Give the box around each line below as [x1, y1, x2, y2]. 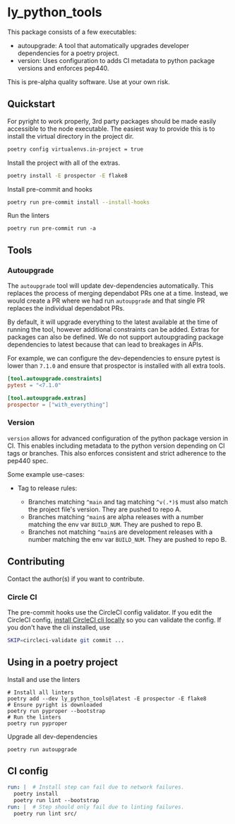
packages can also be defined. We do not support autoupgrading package [7, 333, 224, 342]
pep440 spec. [7, 456, 49, 465]
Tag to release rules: [17, 484, 78, 492]
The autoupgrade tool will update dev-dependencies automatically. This [7, 282, 214, 290]
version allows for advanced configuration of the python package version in [7, 434, 229, 442]
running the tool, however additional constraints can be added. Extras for [7, 325, 220, 334]
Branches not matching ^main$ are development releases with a [28, 528, 213, 536]
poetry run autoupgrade [7, 745, 78, 753]
